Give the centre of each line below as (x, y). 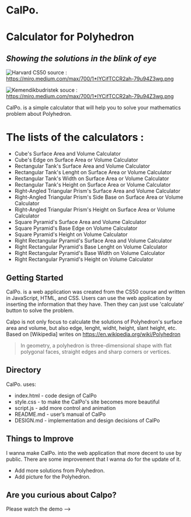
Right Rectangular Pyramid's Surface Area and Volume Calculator (93, 241)
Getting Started (35, 278)
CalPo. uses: (21, 384)
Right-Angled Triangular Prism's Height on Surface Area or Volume (95, 210)
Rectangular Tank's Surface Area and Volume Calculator (82, 166)
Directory (24, 370)
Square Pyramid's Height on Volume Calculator (71, 235)
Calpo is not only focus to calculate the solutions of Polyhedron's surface (94, 322)
